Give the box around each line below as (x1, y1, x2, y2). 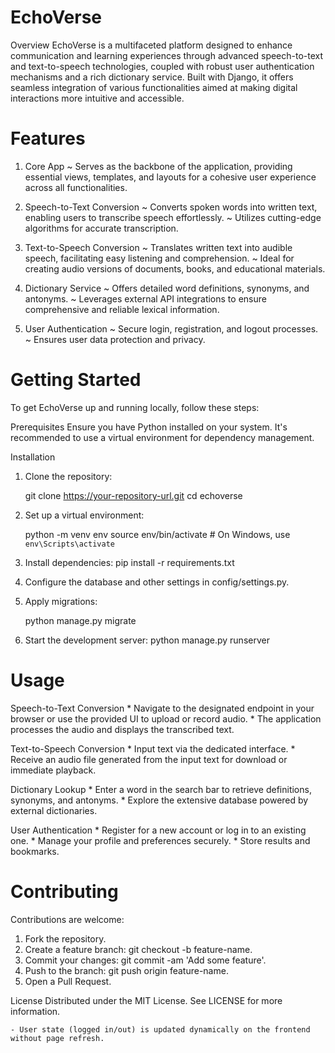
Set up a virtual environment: (24, 509, 145, 521)
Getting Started (10, 369, 142, 391)
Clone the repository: (24, 470, 113, 482)
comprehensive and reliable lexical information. (24, 303, 220, 315)
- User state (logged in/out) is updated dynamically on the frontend (10, 1024, 311, 1035)
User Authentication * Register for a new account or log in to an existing (10, 824, 307, 836)
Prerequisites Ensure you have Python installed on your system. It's (10, 421, 288, 433)
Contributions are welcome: (10, 913, 125, 925)
